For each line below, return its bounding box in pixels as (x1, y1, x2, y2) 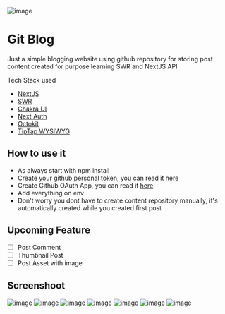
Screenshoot (7, 279, 66, 292)
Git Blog (7, 32, 55, 47)
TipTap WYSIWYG (17, 127, 71, 135)
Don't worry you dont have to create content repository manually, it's (17, 196, 219, 205)
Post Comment (17, 243, 61, 251)
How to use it (7, 147, 66, 159)
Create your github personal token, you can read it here (17, 174, 179, 182)
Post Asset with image (17, 258, 83, 267)
